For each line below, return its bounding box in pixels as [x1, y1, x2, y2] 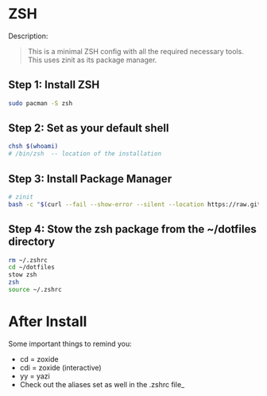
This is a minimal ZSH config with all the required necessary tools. [27, 46, 244, 56]
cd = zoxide [19, 354, 59, 363]
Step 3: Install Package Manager [8, 172, 172, 186]
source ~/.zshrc [8, 286, 62, 294]
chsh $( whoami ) [8, 143, 59, 151]
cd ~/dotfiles [8, 264, 56, 272]
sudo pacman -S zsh [8, 99, 73, 108]
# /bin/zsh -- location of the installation [8, 150, 161, 158]
